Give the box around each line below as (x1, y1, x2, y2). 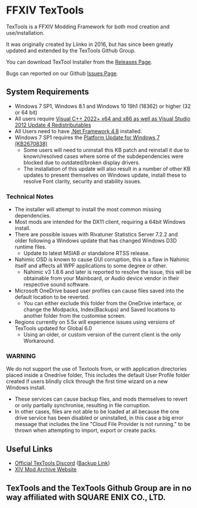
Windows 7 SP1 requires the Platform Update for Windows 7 (14, 134, 160, 141)
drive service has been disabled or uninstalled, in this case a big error (14, 414, 184, 421)
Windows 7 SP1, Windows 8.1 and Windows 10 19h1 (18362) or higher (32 (14, 103, 191, 110)
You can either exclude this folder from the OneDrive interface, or (23, 300, 182, 307)
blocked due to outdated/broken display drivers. (23, 159, 140, 166)
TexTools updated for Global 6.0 (14, 325, 92, 332)
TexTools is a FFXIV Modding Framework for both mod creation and (6, 23, 169, 30)
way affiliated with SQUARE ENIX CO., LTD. (6, 492, 166, 502)
